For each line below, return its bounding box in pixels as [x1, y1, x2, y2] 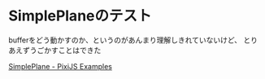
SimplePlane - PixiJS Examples [8, 61, 112, 71]
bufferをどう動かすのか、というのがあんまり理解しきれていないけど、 [8, 35, 242, 45]
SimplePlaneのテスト [8, 7, 152, 25]
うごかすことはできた [29, 45, 102, 55]
